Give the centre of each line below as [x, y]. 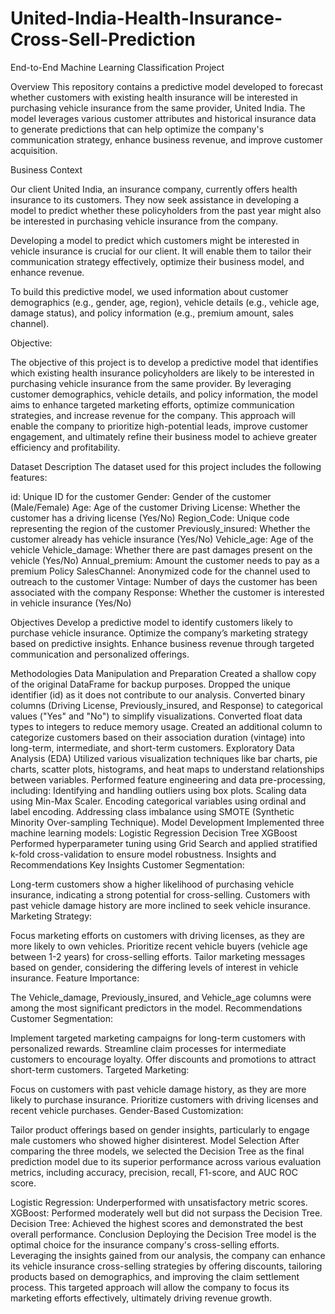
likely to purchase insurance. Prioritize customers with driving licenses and [164, 1099]
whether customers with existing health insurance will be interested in [154, 97]
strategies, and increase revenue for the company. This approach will [153, 415]
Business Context [46, 169]
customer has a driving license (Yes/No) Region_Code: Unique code [150, 518]
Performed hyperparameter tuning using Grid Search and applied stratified [164, 843]
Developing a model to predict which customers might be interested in [155, 240]
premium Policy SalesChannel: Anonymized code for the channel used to [160, 571]
